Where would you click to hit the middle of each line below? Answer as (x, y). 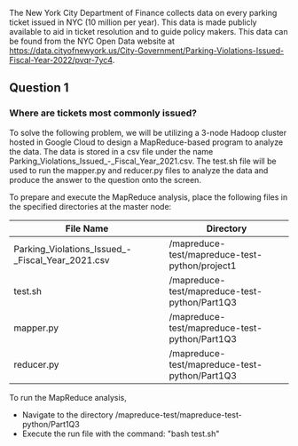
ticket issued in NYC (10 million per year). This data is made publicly (133, 22)
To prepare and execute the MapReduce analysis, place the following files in (149, 197)
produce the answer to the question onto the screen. (106, 179)
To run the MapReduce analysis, (68, 397)
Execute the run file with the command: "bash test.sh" (121, 434)
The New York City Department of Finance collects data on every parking (143, 13)
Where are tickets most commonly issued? (103, 113)
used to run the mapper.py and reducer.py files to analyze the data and (139, 170)
